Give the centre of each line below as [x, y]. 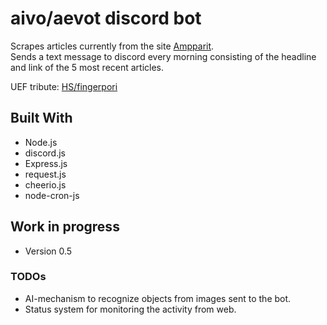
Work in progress [65, 227]
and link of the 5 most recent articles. [87, 67]
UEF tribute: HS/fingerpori [64, 86]
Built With [41, 118]
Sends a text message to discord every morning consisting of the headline [163, 56]
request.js [45, 174]
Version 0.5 [48, 251]
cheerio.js [45, 184]
